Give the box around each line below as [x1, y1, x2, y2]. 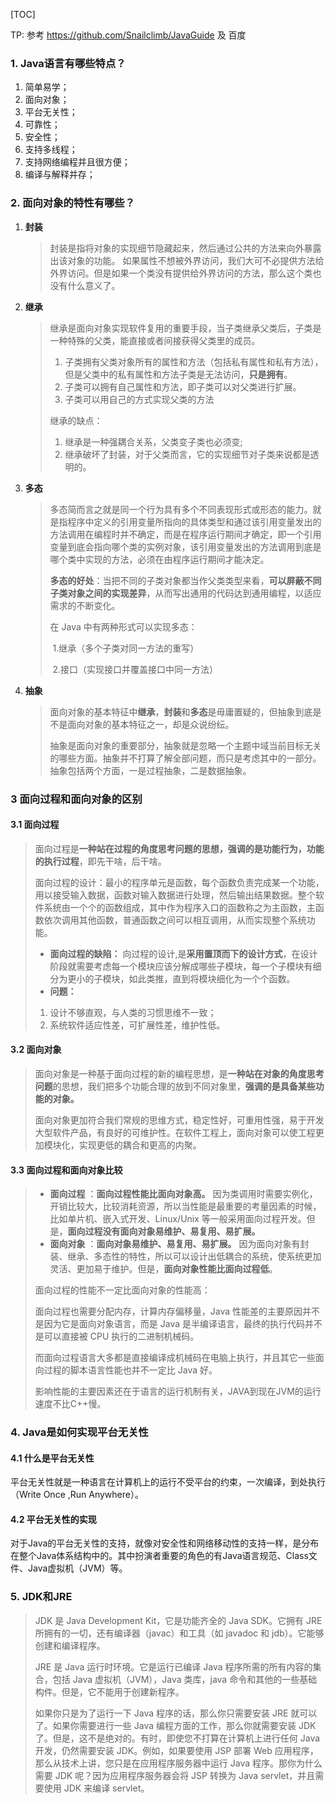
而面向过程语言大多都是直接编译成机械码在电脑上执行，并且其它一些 [34, 1352, 316, 1364]
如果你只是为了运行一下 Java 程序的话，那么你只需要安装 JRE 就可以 [34, 1707, 318, 1719]
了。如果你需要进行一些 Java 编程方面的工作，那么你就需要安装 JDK [34, 1719, 317, 1731]
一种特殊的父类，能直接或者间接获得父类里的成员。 [49, 334, 261, 346]
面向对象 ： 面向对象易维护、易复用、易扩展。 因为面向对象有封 [49, 1238, 310, 1250]
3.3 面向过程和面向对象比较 [10, 1164, 123, 1176]
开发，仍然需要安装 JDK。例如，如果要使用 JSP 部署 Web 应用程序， [34, 1744, 319, 1756]
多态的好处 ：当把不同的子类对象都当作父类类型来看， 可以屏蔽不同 [49, 574, 322, 586]
